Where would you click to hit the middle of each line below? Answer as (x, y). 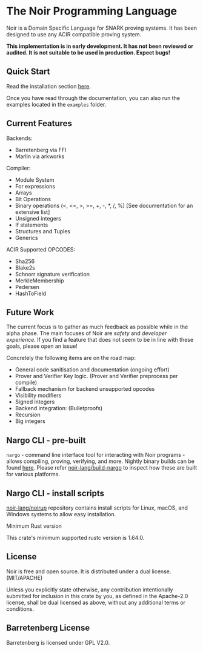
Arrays (23, 193)
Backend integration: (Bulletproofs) (59, 408)
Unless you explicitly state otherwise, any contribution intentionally (90, 590)
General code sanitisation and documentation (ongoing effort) (92, 370)
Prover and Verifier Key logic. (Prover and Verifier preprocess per (96, 376)
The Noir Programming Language (92, 11)
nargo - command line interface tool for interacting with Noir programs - (96, 455)
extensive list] (32, 212)
